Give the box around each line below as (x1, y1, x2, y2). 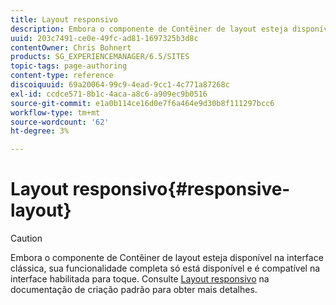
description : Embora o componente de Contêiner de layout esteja (10, 24, 288, 34)
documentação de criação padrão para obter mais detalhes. (10, 284, 258, 296)
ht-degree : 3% (10, 126, 70, 136)
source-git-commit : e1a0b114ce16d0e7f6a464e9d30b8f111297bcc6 (10, 98, 275, 108)
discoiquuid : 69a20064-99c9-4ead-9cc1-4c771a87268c (10, 80, 230, 90)
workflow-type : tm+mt (10, 107, 101, 118)
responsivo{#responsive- (72, 178, 291, 201)
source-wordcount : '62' (10, 117, 110, 127)
